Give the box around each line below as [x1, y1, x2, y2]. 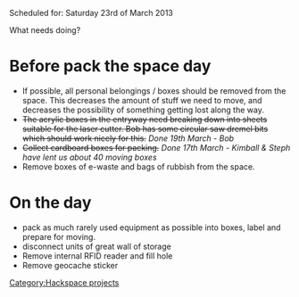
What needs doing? [9, 25, 81, 35]
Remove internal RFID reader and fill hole [21, 250, 173, 261]
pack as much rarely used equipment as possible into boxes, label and [21, 222, 281, 233]
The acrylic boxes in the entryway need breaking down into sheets [21, 113, 268, 124]
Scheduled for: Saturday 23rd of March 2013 [9, 8, 174, 18]
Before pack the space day [9, 56, 212, 77]
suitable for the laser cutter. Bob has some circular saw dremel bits [21, 123, 269, 134]
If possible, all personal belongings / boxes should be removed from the [21, 85, 287, 96]
